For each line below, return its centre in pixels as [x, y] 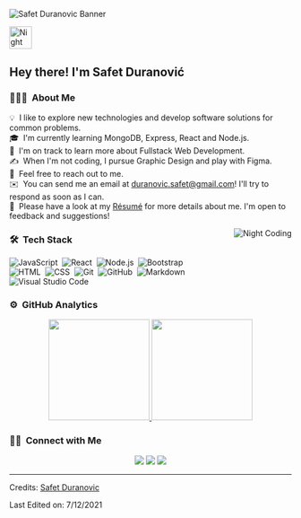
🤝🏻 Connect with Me [56, 441]
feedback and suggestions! [60, 215]
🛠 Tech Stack [41, 240]
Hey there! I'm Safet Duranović [97, 72]
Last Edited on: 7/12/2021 [56, 505]
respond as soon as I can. [57, 197]
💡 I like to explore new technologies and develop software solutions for [141, 118]
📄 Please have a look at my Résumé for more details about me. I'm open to [148, 206]
